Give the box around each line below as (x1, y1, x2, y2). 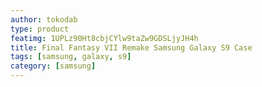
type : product (10, 24, 70, 34)
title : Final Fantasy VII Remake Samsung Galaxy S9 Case (10, 42, 253, 53)
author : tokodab (10, 14, 78, 25)
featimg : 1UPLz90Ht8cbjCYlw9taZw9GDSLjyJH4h (10, 33, 199, 43)
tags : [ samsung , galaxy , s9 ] (10, 52, 132, 62)
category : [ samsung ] (10, 61, 97, 71)
